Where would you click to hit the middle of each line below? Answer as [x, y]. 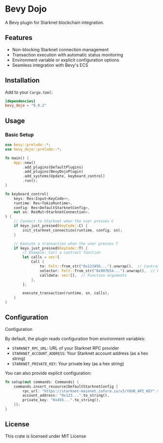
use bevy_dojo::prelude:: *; [33, 149]
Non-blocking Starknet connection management [60, 49]
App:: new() [25, 163]
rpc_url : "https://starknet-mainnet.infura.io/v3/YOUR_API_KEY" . [90, 391]
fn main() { [17, 158]
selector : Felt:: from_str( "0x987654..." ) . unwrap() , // [97, 271]
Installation [22, 81]
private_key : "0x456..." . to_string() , [62, 400]
